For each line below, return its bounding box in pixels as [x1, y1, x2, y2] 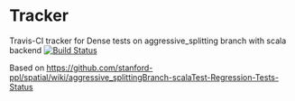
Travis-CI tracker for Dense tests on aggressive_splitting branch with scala [9, 35, 287, 46]
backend [9, 44, 42, 55]
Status [9, 81, 33, 92]
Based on [9, 62, 45, 73]
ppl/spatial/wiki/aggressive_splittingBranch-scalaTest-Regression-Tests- [9, 71, 280, 82]
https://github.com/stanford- [46, 62, 153, 73]
